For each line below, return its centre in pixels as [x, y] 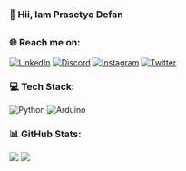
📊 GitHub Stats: [45, 134]
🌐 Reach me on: [45, 43]
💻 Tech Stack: [42, 86]
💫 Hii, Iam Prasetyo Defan [67, 15]
